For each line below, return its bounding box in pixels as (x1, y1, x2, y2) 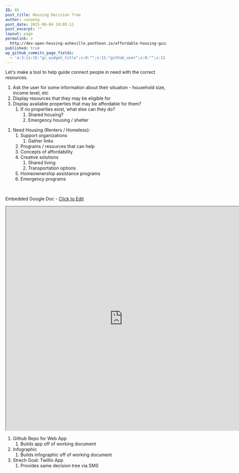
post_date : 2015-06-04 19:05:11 (5, 21, 74, 27)
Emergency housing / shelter (28, 117, 89, 123)
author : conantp (5, 17, 40, 22)
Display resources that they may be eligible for (12, 95, 111, 101)
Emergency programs (20, 176, 66, 182)
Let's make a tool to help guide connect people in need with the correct (5, 69, 156, 75)
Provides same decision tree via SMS (20, 463, 99, 469)
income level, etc (12, 90, 49, 96)
